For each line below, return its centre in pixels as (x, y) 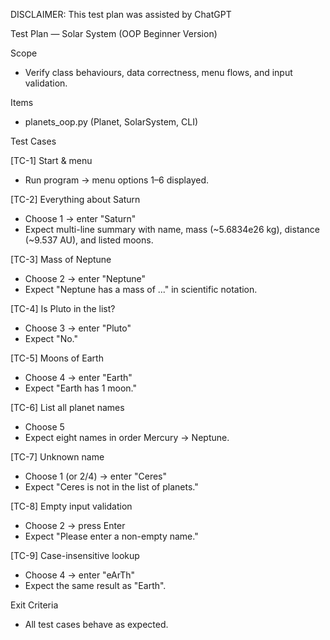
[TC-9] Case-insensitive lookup (75, 555)
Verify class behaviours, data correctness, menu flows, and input (158, 72)
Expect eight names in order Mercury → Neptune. (127, 437)
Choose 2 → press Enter (75, 525)
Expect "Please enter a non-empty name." (111, 536)
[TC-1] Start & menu (51, 160)
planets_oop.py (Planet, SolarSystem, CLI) (111, 122)
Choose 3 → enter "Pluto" (78, 328)
